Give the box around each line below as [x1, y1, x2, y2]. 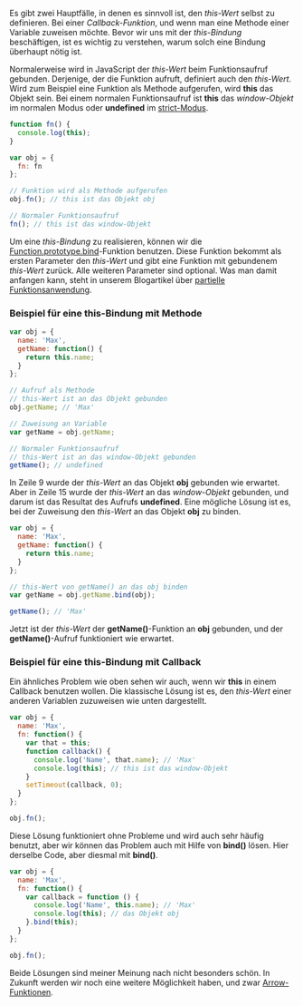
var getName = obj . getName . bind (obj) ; [9, 591, 156, 600]
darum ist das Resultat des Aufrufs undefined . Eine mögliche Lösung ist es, [9, 496, 291, 507]
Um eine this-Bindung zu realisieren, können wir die [9, 236, 203, 247]
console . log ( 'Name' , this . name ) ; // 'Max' [33, 901, 196, 910]
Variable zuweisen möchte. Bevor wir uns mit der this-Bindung [9, 27, 242, 37]
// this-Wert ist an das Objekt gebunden [9, 395, 168, 404]
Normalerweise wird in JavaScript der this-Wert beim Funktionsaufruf [9, 63, 269, 74]
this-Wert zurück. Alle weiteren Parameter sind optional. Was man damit [9, 265, 278, 276]
